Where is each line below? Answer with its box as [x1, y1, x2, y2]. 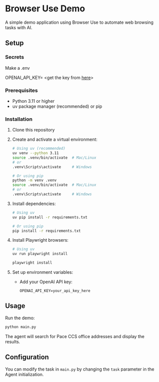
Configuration [5, 353, 49, 361]
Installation [5, 116, 33, 123]
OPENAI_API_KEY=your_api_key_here [19, 289, 91, 294]
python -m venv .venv [12, 178, 57, 183]
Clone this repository [12, 127, 55, 133]
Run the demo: [5, 315, 35, 321]
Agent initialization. [5, 371, 44, 377]
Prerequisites [5, 87, 38, 94]
